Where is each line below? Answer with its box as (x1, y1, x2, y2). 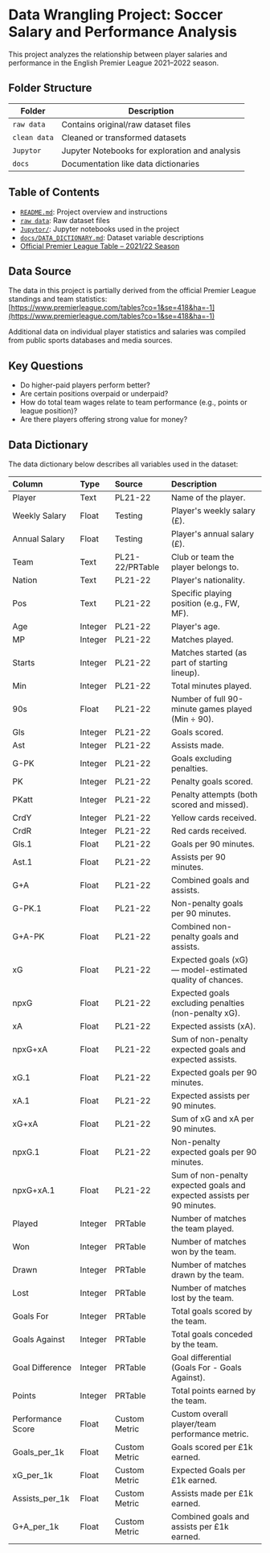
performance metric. (171, 1428, 249, 1439)
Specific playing (171, 588, 232, 598)
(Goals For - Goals (171, 1362, 243, 1373)
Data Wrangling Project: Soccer (8, 6, 223, 24)
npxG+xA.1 (12, 1185, 55, 1195)
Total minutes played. (171, 681, 252, 691)
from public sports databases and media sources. (8, 336, 173, 346)
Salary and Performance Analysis (8, 23, 237, 41)
